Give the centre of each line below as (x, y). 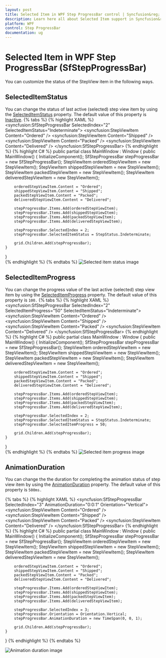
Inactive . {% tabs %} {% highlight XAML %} (50, 120)
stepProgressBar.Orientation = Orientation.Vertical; (70, 614)
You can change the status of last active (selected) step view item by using (82, 109)
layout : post (19, 10)
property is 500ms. (23, 490)
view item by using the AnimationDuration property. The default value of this (83, 484)
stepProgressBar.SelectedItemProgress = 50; (61, 424)
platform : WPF (20, 24)
